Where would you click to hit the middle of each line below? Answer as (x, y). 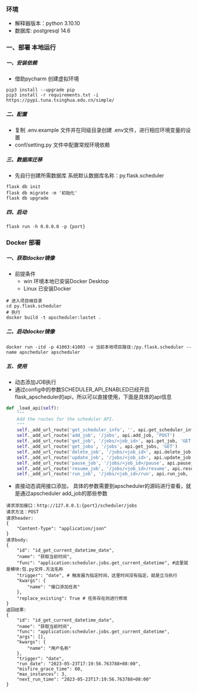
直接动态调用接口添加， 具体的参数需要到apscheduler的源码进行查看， (100, 486)
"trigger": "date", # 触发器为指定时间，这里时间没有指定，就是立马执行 (97, 576)
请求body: (17, 540)
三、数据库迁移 (24, 159)
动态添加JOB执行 (35, 382)
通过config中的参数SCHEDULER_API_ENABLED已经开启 (82, 389)
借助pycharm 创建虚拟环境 (47, 79)
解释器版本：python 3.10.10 (47, 23)
